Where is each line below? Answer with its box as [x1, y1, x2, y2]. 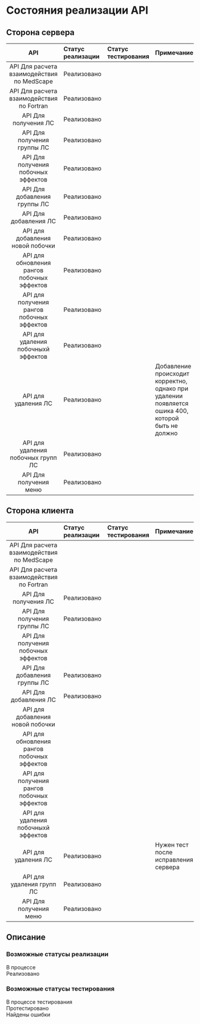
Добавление [155, 362, 192, 370]
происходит [155, 369, 189, 378]
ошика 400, [155, 407, 189, 415]
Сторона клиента [6, 506, 74, 516]
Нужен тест [155, 840, 189, 848]
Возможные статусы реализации [6, 950, 109, 959]
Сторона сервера [6, 27, 75, 37]
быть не [155, 422, 179, 430]
